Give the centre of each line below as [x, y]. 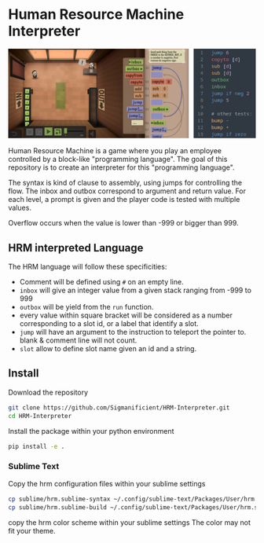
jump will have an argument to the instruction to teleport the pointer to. [133, 332]
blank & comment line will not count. [78, 340]
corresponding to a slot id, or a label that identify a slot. [109, 324]
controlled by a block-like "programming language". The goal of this [118, 160]
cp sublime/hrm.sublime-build [58, 507]
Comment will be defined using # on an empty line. [101, 282]
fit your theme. [32, 530]
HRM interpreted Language [76, 248]
